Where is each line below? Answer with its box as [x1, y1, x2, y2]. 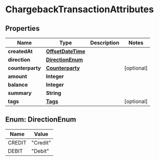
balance [8, 81, 28, 88]
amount [8, 73, 27, 80]
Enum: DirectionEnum [5, 115, 77, 124]
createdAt [8, 48, 33, 55]
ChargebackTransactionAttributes [5, 4, 154, 15]
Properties [5, 24, 40, 33]
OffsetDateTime [46, 48, 85, 55]
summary [8, 90, 32, 96]
